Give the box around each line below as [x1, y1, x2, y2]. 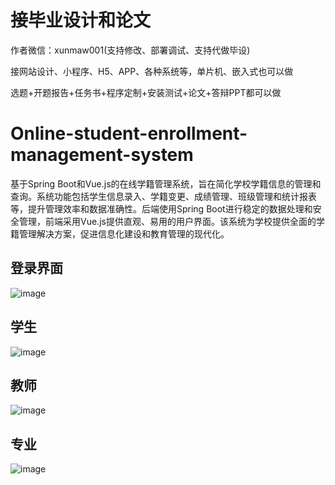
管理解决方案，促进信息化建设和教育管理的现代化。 [18, 227, 230, 240]
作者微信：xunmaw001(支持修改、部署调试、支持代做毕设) [10, 44, 251, 56]
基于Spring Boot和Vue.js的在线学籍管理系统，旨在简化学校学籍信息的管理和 [10, 177, 322, 190]
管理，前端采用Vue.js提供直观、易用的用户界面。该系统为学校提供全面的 [18, 215, 317, 227]
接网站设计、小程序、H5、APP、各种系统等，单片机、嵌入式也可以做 [10, 65, 294, 77]
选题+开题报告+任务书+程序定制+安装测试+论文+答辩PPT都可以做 [10, 86, 282, 98]
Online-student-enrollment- [10, 122, 248, 145]
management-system [10, 144, 194, 166]
